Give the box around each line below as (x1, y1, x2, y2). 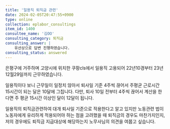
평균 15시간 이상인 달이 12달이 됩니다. (20, 95, 94, 101)
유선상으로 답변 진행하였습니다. (14, 45, 70, 50)
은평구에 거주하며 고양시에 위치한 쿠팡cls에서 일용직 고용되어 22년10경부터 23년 (5, 65, 164, 71)
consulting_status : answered (5, 50, 67, 55)
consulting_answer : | (5, 41, 51, 46)
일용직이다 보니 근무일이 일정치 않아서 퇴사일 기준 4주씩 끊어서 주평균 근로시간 (5, 82, 160, 88)
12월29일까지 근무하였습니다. (5, 71, 63, 77)
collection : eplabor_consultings (5, 21, 76, 27)
